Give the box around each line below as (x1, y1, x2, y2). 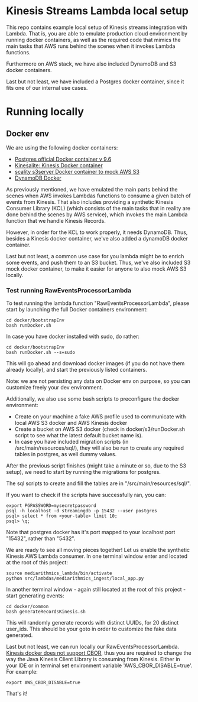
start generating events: (6, 592, 64, 599)
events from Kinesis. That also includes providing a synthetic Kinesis (6, 198, 173, 205)
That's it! (6, 690, 28, 697)
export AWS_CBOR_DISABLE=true (6, 680, 81, 686)
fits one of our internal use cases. (6, 84, 88, 91)
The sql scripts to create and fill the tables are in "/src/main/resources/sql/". (6, 480, 191, 487)
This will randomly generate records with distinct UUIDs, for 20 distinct (6, 619, 179, 626)
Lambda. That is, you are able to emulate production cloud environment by (6, 30, 188, 37)
